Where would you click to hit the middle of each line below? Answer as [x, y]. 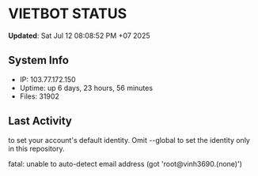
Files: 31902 [39, 96]
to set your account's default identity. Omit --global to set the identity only [129, 140]
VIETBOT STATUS [68, 14]
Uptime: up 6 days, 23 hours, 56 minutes [86, 88]
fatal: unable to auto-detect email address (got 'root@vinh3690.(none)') [125, 163]
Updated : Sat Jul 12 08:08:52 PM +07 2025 [79, 36]
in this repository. [36, 148]
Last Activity [40, 121]
